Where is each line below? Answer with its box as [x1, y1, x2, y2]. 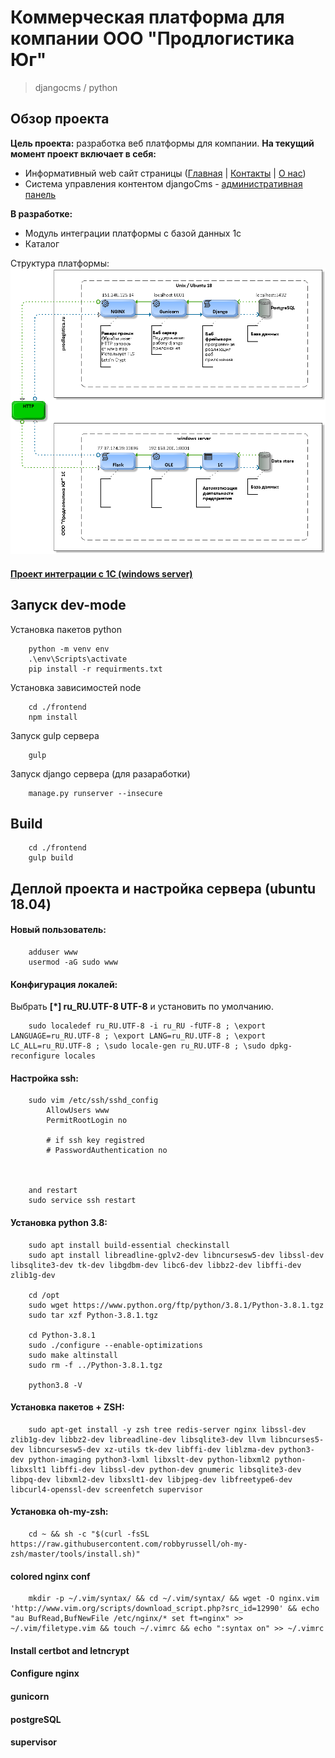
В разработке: [10, 207, 73, 220]
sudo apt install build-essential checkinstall [28, 1240, 230, 1250]
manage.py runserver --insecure [28, 788, 163, 798]
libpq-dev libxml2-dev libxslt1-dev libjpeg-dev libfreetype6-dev [10, 1474, 293, 1485]
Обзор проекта [10, 111, 110, 128]
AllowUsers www [46, 1106, 110, 1116]
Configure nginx [10, 1667, 80, 1680]
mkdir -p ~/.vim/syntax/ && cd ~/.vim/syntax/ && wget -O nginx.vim [28, 1594, 320, 1604]
